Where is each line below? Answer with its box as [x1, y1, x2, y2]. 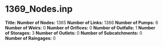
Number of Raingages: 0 [5, 35, 56, 41]
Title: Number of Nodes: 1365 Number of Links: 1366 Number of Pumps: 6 [5, 20, 158, 25]
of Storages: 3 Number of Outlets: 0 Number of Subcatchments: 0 [5, 30, 143, 36]
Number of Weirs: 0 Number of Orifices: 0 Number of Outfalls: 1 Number [5, 24, 156, 30]
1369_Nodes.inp [5, 3, 73, 15]
